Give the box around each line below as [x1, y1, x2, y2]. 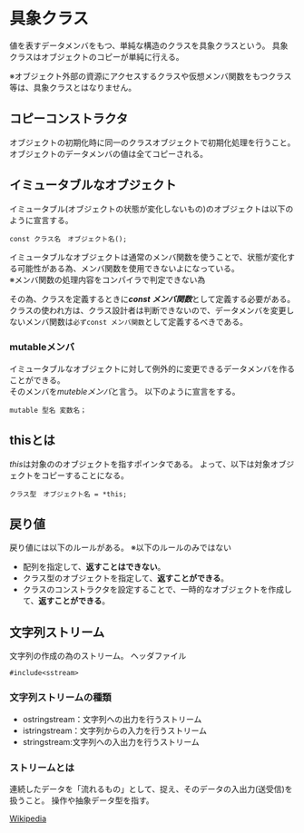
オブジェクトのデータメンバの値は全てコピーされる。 [9, 148, 209, 159]
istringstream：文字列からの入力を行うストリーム [22, 725, 207, 736]
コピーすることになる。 [40, 469, 129, 481]
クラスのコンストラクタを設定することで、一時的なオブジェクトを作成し [22, 584, 292, 595]
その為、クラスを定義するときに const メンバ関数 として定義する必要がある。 [9, 293, 296, 304]
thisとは [9, 433, 56, 448]
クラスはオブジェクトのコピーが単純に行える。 [9, 51, 184, 62]
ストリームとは [9, 761, 75, 774]
